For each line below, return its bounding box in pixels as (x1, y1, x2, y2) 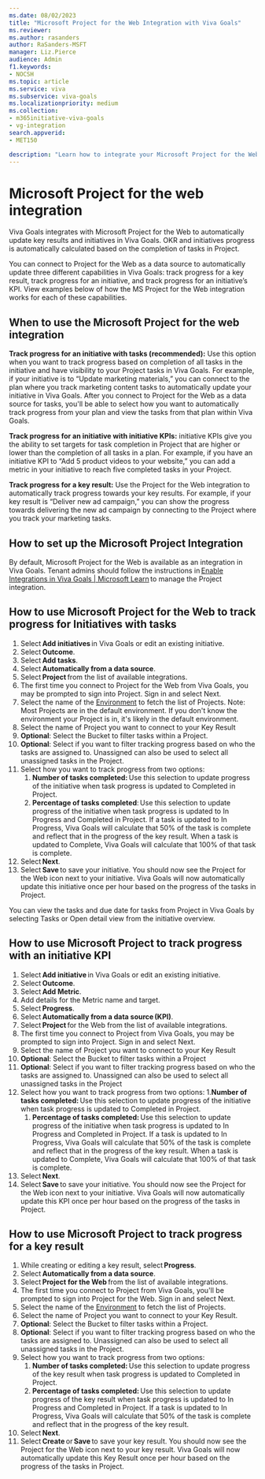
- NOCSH (9, 70, 35, 78)
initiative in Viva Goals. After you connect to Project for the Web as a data (9, 391, 247, 401)
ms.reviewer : (9, 26, 52, 34)
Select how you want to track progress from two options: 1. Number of (20, 1087, 248, 1096)
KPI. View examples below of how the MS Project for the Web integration (9, 285, 245, 294)
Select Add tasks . (20, 655, 78, 665)
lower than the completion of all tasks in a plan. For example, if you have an (9, 448, 253, 458)
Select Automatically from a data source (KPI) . (20, 1011, 174, 1021)
